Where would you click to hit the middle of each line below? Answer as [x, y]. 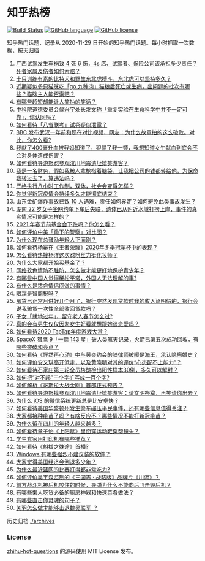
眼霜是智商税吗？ [37, 293]
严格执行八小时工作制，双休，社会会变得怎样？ [75, 186]
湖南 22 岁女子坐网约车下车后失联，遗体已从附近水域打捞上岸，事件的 [104, 208]
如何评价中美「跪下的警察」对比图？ [61, 232]
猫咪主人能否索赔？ [51, 94]
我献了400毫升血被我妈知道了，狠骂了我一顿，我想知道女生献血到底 [101, 147]
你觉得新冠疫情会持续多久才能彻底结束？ [67, 193]
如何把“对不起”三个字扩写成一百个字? [62, 377]
